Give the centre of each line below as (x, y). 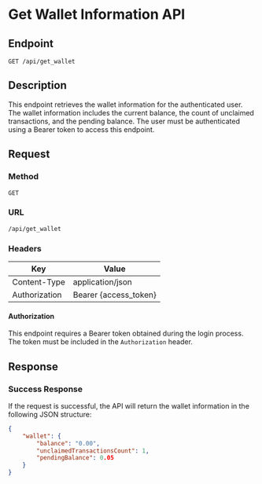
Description (37, 85)
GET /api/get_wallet (42, 61)
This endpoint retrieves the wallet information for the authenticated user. (125, 104)
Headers (25, 248)
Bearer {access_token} (115, 295)
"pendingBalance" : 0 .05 (75, 458)
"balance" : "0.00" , (68, 443)
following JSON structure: (50, 414)
